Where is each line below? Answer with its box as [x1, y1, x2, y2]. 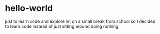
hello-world [5, 3, 53, 14]
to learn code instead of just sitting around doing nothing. [5, 23, 120, 29]
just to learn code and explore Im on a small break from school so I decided [5, 18, 156, 24]
